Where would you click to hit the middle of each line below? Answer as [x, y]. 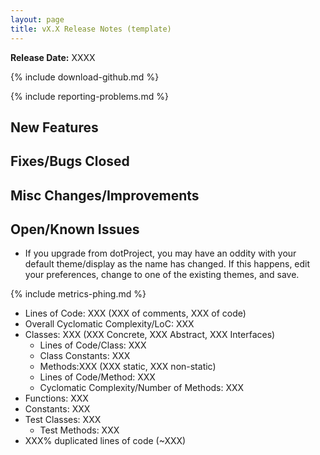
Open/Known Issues [75, 229]
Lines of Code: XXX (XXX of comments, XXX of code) [135, 313]
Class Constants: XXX [85, 356]
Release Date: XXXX [53, 57]
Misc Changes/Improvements [105, 195]
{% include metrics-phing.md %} [78, 294]
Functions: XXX [56, 398]
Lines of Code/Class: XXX [93, 345]
